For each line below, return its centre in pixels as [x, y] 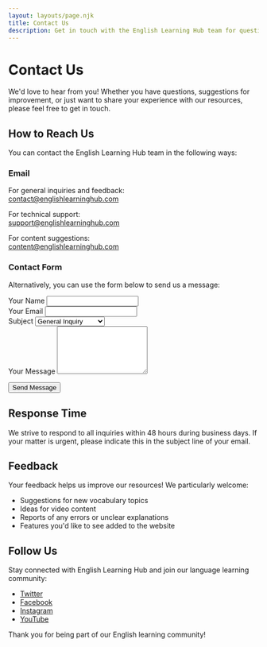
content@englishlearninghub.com [64, 246]
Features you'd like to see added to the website [97, 526]
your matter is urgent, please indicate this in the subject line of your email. [130, 441]
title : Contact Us [39, 23]
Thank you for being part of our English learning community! [107, 635]
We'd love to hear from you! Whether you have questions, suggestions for [129, 91]
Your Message [32, 371]
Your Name [27, 300]
